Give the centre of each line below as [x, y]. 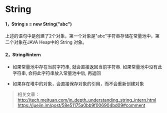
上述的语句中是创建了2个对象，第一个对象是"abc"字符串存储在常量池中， [80, 36]
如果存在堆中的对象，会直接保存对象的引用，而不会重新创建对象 [78, 83]
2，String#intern [23, 54]
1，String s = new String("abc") [39, 24]
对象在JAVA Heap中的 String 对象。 [50, 42]
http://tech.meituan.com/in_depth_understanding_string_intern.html [87, 100]
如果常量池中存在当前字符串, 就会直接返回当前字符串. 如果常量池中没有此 [87, 66]
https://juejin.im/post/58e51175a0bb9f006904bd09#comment [81, 105]
